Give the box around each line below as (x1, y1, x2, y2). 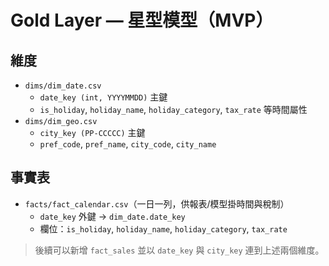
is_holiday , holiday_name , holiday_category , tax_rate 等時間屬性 (39, 104, 308, 115)
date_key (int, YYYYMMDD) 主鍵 (39, 91, 168, 103)
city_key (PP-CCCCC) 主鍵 (39, 127, 146, 138)
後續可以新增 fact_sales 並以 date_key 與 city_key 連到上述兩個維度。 (34, 244, 325, 256)
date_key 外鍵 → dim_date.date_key (39, 210, 186, 222)
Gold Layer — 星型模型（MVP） (10, 9, 274, 32)
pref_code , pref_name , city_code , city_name (39, 138, 217, 150)
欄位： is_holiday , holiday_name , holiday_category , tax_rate (39, 222, 288, 235)
